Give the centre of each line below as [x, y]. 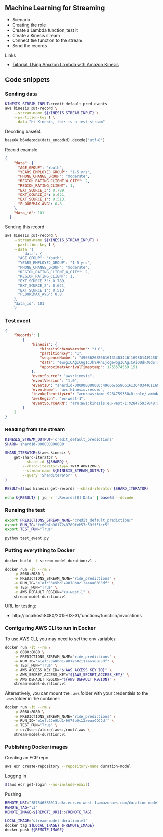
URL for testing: [21, 606]
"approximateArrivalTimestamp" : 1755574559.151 [89, 367]
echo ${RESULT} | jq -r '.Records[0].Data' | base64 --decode [69, 497]
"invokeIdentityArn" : [53, 394]
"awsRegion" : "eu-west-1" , [58, 399]
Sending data [21, 94]
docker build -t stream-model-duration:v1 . [51, 561]
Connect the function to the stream [47, 40]
